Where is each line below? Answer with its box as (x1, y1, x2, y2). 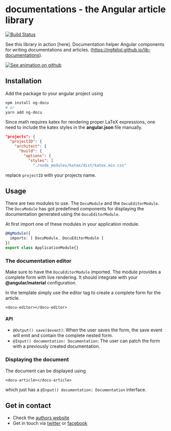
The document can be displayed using (5, 368, 86, 374)
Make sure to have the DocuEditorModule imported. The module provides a (5, 269, 161, 275)
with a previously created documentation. (12, 343, 101, 349)
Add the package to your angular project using (5, 90, 104, 97)
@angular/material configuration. (5, 280, 77, 286)
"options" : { (23, 153, 52, 158)
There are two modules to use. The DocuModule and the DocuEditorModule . (5, 200, 160, 206)
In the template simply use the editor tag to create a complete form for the (5, 290, 161, 296)
